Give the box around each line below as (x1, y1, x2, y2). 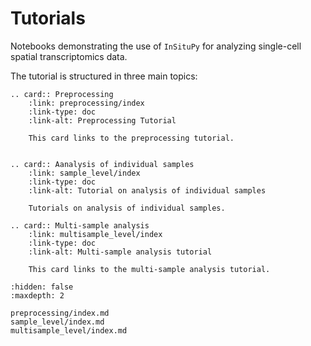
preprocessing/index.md (10, 308, 110, 318)
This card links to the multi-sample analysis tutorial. (28, 264, 271, 274)
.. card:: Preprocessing (10, 89, 114, 99)
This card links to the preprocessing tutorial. (28, 133, 235, 143)
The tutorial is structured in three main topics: (10, 70, 198, 82)
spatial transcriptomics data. (10, 50, 128, 62)
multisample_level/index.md (10, 325, 128, 336)
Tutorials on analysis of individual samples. (28, 203, 226, 213)
